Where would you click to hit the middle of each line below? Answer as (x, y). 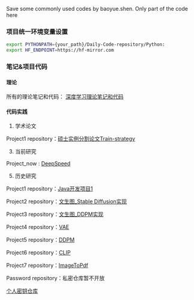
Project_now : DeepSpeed (38, 164)
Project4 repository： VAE (38, 227)
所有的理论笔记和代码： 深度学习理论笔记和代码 (65, 97)
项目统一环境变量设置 (37, 31)
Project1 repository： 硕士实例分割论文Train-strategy (71, 139)
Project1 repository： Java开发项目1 (50, 189)
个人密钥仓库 (22, 291)
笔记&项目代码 (27, 67)
